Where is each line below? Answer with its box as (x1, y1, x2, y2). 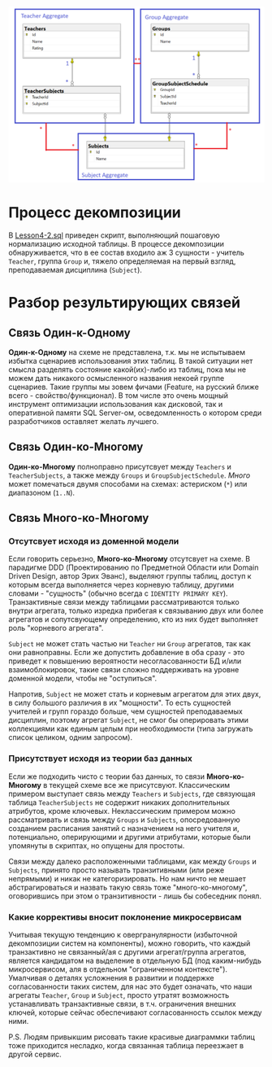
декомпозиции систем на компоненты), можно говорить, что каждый (8, 938, 251, 948)
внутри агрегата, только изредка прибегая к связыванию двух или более (8, 606, 264, 616)
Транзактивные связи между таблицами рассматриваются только (8, 597, 240, 607)
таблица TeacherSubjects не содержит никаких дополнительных (8, 797, 231, 807)
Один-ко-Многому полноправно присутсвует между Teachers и (8, 461, 231, 471)
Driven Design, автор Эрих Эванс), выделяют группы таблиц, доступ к (8, 571, 252, 581)
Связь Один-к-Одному (8, 326, 132, 339)
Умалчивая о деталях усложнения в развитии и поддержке (8, 973, 214, 983)
